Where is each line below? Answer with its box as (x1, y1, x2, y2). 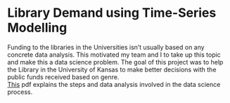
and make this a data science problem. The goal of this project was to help (7, 57, 224, 66)
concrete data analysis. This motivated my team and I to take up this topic (7, 50, 222, 59)
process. (7, 88, 33, 96)
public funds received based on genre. (7, 72, 120, 81)
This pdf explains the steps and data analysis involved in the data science (7, 80, 221, 88)
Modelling (7, 20, 68, 36)
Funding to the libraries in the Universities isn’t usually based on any (7, 43, 205, 51)
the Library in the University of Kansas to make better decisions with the (7, 65, 217, 74)
